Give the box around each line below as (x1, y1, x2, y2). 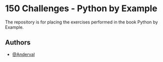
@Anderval (12, 51, 35, 57)
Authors (5, 39, 31, 47)
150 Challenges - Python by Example (5, 3, 158, 14)
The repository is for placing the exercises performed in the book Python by (5, 19, 158, 25)
